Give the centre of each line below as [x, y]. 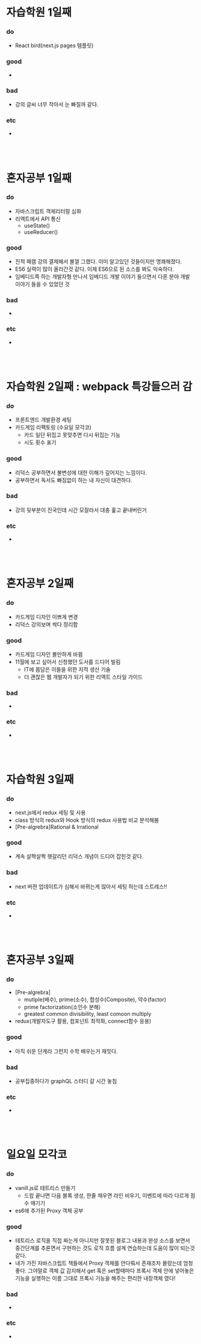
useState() [37, 225]
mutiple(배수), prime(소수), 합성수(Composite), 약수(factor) [95, 1000]
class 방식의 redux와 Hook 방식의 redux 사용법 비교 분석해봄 [87, 820]
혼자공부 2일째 [40, 583]
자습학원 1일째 [39, 12]
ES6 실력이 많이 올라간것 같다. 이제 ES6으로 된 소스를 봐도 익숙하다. [94, 269]
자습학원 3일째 [40, 779]
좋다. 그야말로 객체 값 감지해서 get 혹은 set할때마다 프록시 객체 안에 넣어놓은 [104, 1271]
